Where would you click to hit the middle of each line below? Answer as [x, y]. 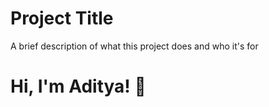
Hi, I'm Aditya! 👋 [78, 86]
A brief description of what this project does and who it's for [134, 46]
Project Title [62, 18]
